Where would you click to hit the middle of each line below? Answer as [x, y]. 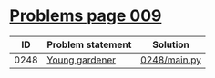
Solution [170, 44]
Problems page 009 [86, 16]
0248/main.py [171, 60]
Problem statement [89, 44]
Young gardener [82, 60]
